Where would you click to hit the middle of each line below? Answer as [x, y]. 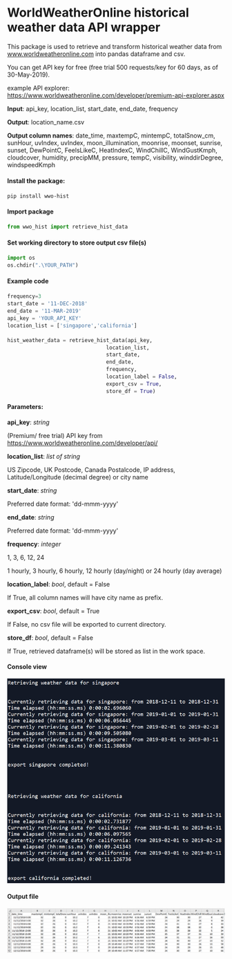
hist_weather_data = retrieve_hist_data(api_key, [80, 340]
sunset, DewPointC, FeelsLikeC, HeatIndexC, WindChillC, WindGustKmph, [112, 150]
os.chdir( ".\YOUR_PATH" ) [43, 265]
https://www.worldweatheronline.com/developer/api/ [83, 443]
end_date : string [31, 517]
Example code [28, 281]
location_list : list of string [44, 456]
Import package [30, 211]
